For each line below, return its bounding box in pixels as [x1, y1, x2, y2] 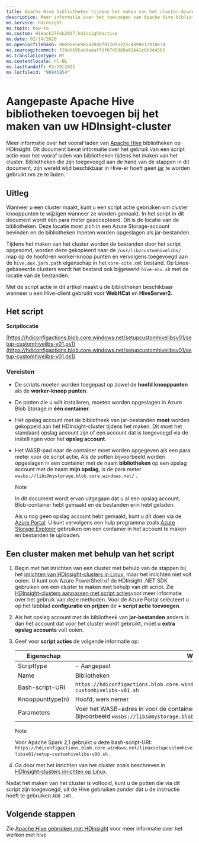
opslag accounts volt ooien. [14, 626, 84, 633]
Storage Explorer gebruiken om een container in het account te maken [14, 525, 187, 533]
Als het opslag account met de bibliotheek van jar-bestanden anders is [14, 613, 190, 620]
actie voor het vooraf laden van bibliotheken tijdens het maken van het [6, 152, 178, 159]
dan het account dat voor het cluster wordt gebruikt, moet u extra [14, 620, 176, 627]
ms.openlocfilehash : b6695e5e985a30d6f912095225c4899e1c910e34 [6, 42, 166, 48]
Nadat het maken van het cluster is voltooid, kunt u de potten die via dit [6, 779, 181, 786]
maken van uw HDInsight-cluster [6, 120, 172, 133]
